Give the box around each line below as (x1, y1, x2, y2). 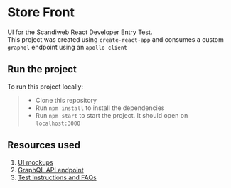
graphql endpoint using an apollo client (7, 43, 128, 51)
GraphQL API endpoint (17, 165, 84, 174)
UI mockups (17, 157, 53, 167)
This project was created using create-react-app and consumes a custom (7, 35, 224, 43)
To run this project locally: (7, 82, 84, 91)
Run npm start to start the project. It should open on (35, 111, 188, 119)
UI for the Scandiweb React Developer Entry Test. (7, 28, 153, 36)
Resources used (7, 139, 80, 151)
